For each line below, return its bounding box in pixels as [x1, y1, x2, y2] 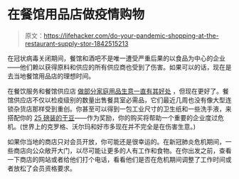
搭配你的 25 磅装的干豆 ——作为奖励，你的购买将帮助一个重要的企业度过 [7, 113, 218, 121]
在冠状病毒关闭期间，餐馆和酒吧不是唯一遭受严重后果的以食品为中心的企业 [7, 54, 225, 63]
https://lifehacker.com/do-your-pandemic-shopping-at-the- [43, 31, 219, 40]
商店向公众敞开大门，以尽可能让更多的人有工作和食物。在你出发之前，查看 [13, 146, 232, 155]
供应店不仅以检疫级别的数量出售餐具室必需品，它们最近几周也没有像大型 [13, 95, 225, 104]
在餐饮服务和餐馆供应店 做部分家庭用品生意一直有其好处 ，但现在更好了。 [7, 87, 223, 95]
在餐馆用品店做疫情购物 [7, 6, 145, 23]
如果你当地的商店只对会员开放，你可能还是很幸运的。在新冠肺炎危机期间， [7, 137, 225, 146]
